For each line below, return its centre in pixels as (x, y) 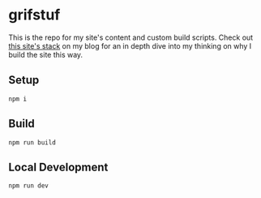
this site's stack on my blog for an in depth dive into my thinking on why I (130, 45)
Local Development (58, 167)
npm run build (32, 142)
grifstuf (34, 15)
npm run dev (28, 186)
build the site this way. (46, 54)
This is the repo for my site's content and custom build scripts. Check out (131, 37)
